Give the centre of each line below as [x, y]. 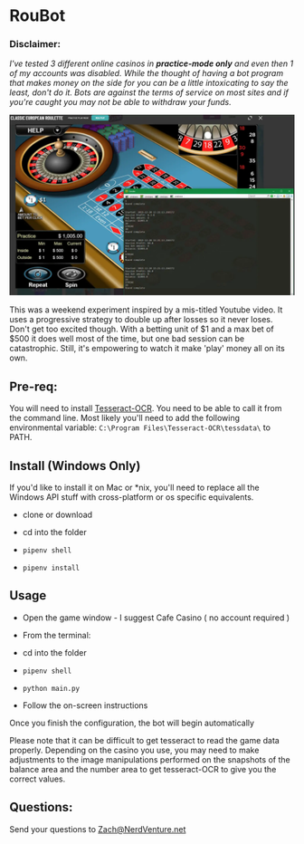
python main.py [51, 688]
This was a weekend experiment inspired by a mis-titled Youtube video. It [146, 310]
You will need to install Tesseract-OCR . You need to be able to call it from [146, 408]
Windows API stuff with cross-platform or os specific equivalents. [132, 497]
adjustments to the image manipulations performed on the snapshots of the [150, 759]
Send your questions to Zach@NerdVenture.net [98, 829]
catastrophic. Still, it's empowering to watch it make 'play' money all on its [147, 349]
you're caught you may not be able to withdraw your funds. [121, 102]
